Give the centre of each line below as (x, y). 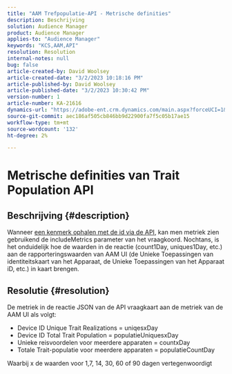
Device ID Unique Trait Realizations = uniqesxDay (88, 328)
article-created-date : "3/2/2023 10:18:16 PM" (75, 78)
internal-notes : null (38, 59)
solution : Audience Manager (48, 26)
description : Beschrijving (46, 20)
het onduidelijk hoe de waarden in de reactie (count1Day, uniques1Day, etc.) (115, 247)
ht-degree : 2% (28, 135)
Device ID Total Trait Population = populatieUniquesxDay (98, 335)
